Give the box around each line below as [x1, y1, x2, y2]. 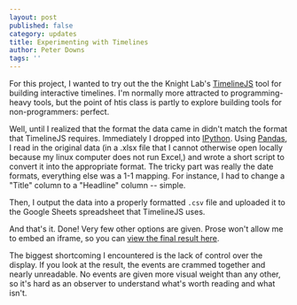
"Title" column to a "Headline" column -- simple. [9, 180, 186, 190]
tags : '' [9, 54, 42, 63]
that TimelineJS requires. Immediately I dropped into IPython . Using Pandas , [9, 133, 288, 143]
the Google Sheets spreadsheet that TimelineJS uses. [9, 207, 206, 217]
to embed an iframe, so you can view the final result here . [9, 233, 220, 243]
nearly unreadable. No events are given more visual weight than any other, [9, 269, 281, 279]
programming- [230, 88, 284, 98]
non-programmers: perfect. [9, 107, 110, 117]
